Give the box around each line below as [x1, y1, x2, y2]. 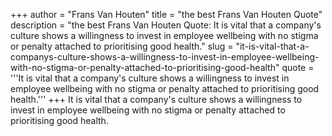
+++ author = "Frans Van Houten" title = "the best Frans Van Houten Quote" [10, 9, 323, 20]
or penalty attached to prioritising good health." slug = [10, 40, 234, 52]
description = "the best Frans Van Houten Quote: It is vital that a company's [10, 19, 322, 31]
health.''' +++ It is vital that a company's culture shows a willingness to [10, 94, 303, 105]
